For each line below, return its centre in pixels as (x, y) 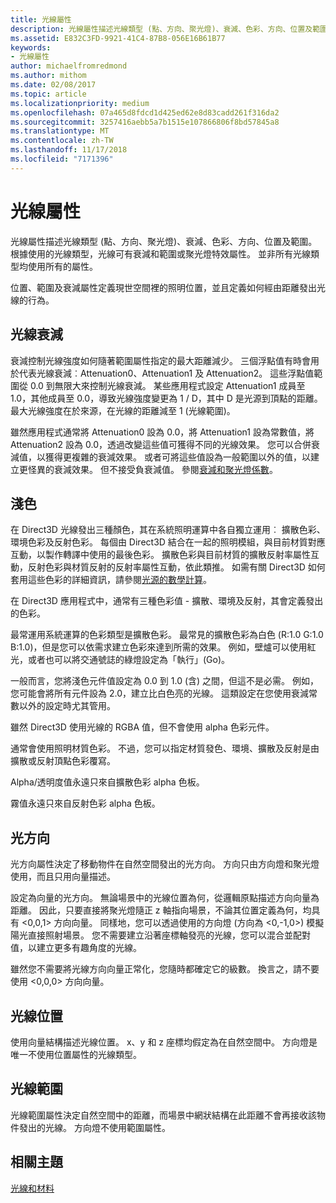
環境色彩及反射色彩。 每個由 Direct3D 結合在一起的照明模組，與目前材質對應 (168, 542)
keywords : (31, 47)
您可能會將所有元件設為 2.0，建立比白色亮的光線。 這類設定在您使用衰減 (159, 693)
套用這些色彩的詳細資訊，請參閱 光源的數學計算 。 (111, 580)
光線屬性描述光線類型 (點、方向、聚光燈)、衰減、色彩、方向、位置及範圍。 (164, 241)
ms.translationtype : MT (60, 131)
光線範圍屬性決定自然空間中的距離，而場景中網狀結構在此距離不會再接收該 (163, 1115)
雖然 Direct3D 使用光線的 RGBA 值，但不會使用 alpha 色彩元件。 (142, 727)
